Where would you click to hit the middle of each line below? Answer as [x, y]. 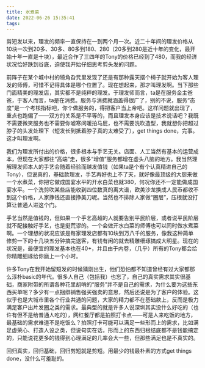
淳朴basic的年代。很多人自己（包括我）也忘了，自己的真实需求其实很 [99, 277]
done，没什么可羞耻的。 [37, 359]
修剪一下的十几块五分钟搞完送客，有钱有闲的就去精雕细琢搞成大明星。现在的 [103, 241]
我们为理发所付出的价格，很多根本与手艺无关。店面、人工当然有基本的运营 [100, 152]
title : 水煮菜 [23, 12]
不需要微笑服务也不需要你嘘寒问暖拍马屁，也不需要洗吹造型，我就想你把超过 [103, 123]
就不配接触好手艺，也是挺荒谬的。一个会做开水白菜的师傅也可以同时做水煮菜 [103, 226]
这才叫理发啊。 [25, 139]
